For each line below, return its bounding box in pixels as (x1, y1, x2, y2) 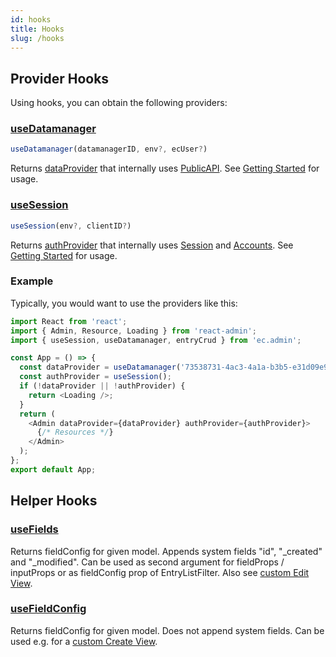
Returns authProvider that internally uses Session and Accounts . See (10, 239, 294, 251)
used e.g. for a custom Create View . (10, 635, 158, 647)
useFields (10, 522, 59, 536)
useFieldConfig (10, 602, 87, 616)
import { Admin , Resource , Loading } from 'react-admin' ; (10, 326, 257, 336)
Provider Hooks (10, 70, 110, 87)
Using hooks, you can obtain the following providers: (10, 97, 228, 109)
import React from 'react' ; (10, 316, 128, 326)
